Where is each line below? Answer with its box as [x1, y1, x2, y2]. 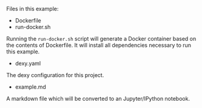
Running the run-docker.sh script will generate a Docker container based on [6, 35, 197, 42]
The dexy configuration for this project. [6, 72, 104, 78]
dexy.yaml [15, 60, 41, 67]
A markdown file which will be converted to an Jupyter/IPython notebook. [6, 95, 190, 102]
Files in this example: [6, 5, 59, 12]
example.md [15, 83, 47, 90]
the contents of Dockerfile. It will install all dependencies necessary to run [6, 42, 192, 49]
